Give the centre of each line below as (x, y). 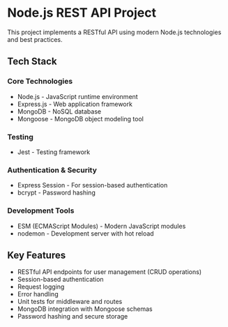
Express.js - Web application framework (75, 104)
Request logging (41, 287)
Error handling (38, 294)
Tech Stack (32, 62)
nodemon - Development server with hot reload (86, 233)
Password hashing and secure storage (73, 317)
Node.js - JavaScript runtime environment (77, 96)
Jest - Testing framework (54, 152)
